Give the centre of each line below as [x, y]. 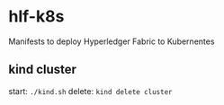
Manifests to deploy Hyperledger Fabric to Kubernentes [112, 41]
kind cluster [43, 70]
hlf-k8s [36, 17]
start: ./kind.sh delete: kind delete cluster [90, 91]
